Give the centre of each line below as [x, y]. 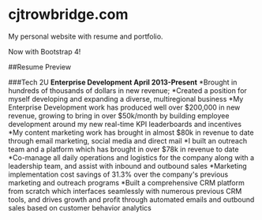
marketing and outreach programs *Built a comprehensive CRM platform [126, 182]
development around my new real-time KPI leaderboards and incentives [125, 124]
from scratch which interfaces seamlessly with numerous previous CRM [125, 191]
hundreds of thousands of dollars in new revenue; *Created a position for [127, 90]
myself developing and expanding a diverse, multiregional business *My [126, 99]
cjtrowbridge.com [68, 15]
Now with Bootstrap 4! [45, 51]
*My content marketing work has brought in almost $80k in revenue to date [131, 132]
